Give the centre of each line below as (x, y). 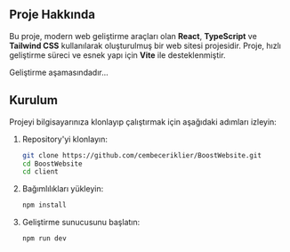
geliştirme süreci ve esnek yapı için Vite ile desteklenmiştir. (117, 55)
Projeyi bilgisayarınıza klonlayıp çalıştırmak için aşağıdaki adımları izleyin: (143, 122)
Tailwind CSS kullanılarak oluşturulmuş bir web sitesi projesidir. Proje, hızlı (145, 45)
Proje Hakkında (52, 15)
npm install (44, 205)
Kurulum (34, 100)
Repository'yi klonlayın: (65, 139)
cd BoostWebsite (52, 164)
